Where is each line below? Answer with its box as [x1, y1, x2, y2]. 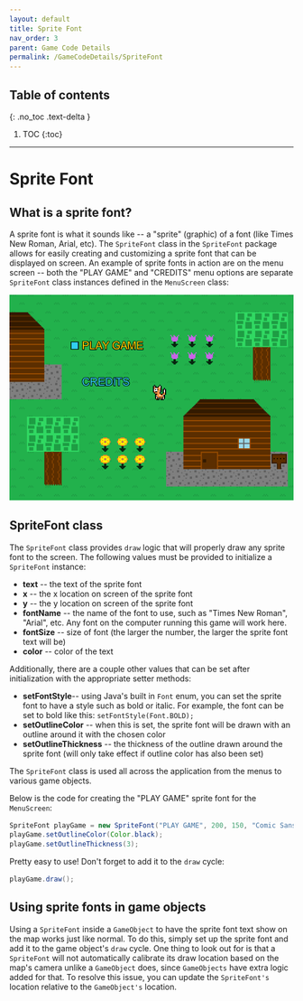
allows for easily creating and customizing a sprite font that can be [9, 248, 257, 258]
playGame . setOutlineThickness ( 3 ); [9, 840, 140, 849]
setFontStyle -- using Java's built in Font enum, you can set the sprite [22, 690, 282, 701]
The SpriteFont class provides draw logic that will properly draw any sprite [9, 542, 286, 553]
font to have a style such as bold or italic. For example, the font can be [22, 700, 284, 711]
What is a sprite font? [9, 204, 133, 220]
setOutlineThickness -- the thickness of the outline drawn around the [22, 738, 283, 749]
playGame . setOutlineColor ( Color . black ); [9, 830, 164, 839]
